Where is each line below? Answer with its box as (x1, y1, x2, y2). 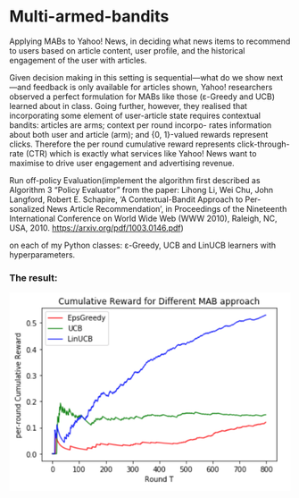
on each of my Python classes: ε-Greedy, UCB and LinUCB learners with (9, 240, 277, 250)
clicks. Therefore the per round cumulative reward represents (9, 139, 236, 149)
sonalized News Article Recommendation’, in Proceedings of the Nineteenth (9, 203, 287, 214)
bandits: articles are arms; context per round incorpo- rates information (9, 119, 272, 131)
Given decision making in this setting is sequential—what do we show (9, 72, 265, 82)
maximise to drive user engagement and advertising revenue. (9, 157, 235, 168)
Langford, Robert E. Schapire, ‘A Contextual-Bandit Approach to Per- (9, 194, 262, 205)
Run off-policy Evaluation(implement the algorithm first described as (9, 174, 261, 185)
